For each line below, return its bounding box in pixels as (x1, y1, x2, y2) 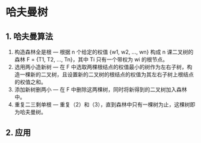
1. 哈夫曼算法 (5, 31, 54, 41)
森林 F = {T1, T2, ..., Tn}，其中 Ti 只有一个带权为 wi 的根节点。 (14, 56, 168, 63)
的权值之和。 (14, 79, 46, 85)
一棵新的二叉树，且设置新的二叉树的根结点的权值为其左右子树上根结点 (19, 71, 194, 78)
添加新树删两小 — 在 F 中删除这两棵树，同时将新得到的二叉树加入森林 (14, 86, 187, 93)
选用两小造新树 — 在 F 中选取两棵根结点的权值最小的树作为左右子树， (14, 64, 187, 70)
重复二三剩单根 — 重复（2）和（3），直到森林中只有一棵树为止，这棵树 (14, 101, 190, 108)
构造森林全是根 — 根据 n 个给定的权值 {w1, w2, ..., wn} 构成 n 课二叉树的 (14, 49, 194, 55)
